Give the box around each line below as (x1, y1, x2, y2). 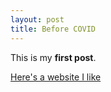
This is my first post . (10, 51, 97, 63)
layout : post (10, 14, 65, 25)
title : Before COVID (10, 24, 97, 34)
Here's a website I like (10, 71, 102, 83)
